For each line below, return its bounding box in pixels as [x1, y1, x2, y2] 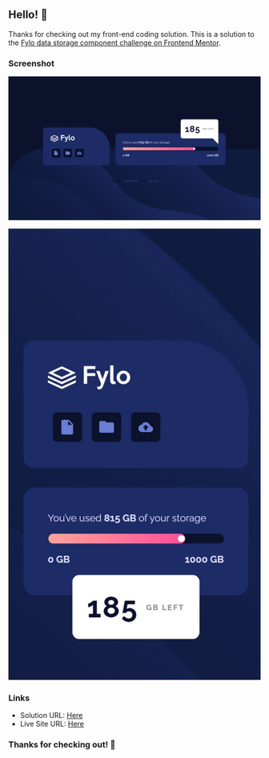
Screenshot [8, 58, 54, 69]
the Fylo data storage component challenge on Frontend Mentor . [8, 38, 222, 47]
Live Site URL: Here [19, 719, 84, 729]
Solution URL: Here [19, 711, 83, 720]
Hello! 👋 [8, 8, 48, 22]
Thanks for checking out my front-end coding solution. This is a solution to [8, 29, 255, 38]
